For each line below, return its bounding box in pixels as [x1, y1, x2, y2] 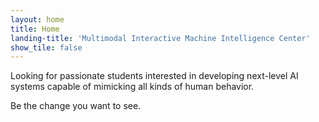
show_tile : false [10, 42, 83, 53]
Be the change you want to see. [10, 100, 142, 112]
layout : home [10, 14, 65, 25]
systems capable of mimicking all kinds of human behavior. [10, 81, 255, 93]
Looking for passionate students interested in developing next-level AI [10, 70, 299, 82]
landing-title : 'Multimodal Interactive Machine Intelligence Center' [10, 33, 311, 43]
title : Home [10, 24, 60, 34]
